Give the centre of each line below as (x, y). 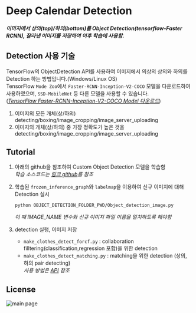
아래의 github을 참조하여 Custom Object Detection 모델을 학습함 (90, 167)
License (21, 289)
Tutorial (21, 152)
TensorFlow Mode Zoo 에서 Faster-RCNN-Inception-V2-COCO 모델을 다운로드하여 (98, 86)
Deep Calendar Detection (69, 11)
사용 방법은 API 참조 (46, 271)
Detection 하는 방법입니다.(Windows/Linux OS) (62, 78)
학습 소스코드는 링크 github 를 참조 (54, 174)
